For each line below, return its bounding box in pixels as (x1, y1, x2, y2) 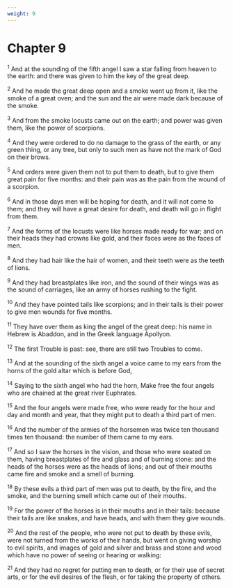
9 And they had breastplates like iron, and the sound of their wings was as (7, 277, 219, 287)
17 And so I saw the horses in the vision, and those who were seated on (7, 446, 211, 455)
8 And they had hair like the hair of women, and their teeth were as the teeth (7, 255, 225, 264)
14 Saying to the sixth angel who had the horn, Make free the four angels (7, 380, 215, 389)
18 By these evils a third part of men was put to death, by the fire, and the (7, 483, 217, 492)
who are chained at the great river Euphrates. (7, 389, 137, 397)
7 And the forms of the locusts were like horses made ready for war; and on (7, 225, 224, 235)
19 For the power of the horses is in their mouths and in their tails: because (7, 505, 220, 515)
